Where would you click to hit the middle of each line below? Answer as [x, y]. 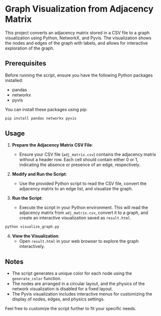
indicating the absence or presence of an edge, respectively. [80, 165]
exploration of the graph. [30, 48]
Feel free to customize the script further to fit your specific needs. [71, 309]
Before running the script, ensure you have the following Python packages [79, 75]
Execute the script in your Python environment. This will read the [84, 208]
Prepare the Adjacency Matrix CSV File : [52, 145]
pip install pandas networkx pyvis [41, 118]
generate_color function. [37, 279]
